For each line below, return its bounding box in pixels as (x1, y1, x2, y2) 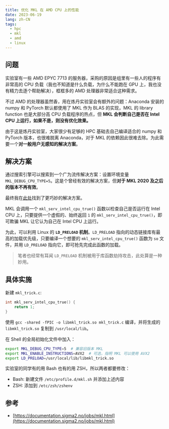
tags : (5, 21, 17, 27)
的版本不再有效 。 (5, 184, 41, 190)
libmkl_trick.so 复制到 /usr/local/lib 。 (5, 325, 91, 331)
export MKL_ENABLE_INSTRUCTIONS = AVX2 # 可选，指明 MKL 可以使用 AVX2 (5, 351, 150, 356)
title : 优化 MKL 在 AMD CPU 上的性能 (5, 7, 79, 13)
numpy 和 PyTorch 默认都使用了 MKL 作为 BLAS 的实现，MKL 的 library (5, 104, 153, 111)
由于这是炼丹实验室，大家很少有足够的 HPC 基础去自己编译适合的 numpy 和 (5, 128, 162, 134)
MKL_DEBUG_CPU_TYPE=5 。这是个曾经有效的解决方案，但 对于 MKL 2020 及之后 (5, 178, 163, 184)
